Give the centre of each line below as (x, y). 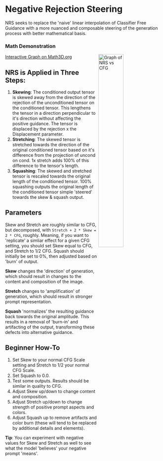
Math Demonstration (30, 46)
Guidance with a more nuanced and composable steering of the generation (81, 28)
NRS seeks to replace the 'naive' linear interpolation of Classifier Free (76, 23)
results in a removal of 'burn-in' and (41, 322)
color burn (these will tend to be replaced (54, 423)
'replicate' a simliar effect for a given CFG (47, 240)
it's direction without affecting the (47, 118)
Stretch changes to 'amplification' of (42, 291)
